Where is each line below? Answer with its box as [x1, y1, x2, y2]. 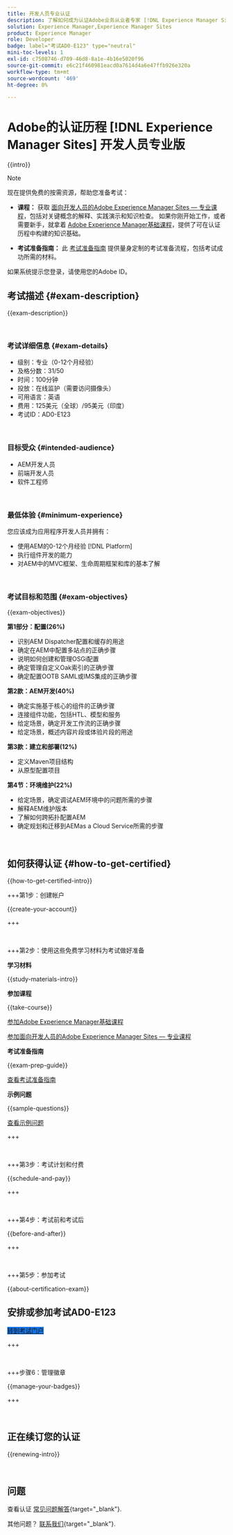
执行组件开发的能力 [17, 551, 73, 559]
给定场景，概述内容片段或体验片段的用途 [17, 728, 133, 737]
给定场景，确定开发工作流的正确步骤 [17, 719, 121, 727]
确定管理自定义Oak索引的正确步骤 [17, 663, 114, 672]
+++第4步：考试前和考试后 [7, 1215, 85, 1224]
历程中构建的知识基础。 [17, 229, 85, 237]
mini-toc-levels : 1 [7, 49, 64, 56]
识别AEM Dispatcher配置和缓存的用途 [17, 638, 125, 646]
